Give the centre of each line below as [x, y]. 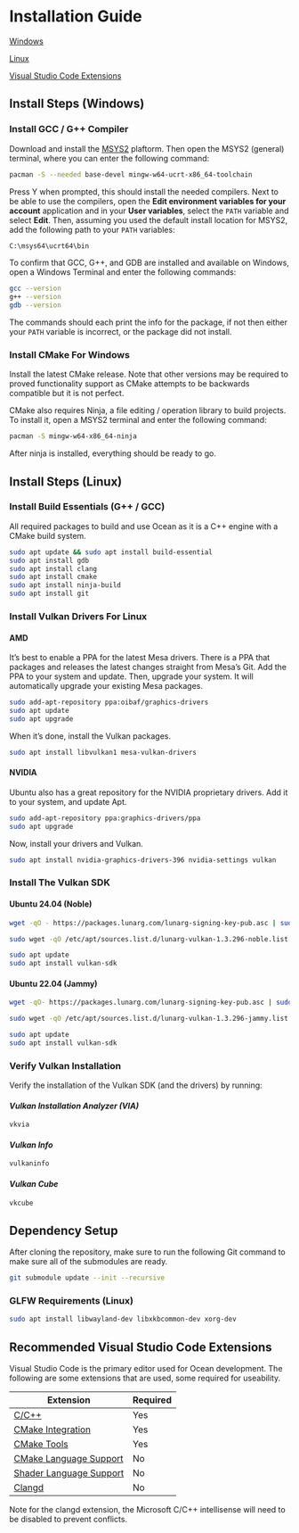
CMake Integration [53, 1429]
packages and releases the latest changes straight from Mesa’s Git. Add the [148, 667]
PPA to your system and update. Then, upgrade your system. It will [131, 676]
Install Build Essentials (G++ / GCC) [87, 507]
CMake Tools [41, 1445]
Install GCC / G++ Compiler [69, 129]
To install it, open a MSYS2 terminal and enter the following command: [138, 420]
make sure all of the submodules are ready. [89, 1262]
